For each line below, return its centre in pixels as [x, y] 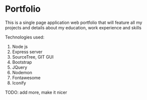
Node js [20, 46]
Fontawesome [26, 78]
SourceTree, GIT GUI [33, 57]
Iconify [19, 83]
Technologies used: [25, 37]
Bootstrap [22, 62]
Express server [27, 52]
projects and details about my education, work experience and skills [73, 27]
